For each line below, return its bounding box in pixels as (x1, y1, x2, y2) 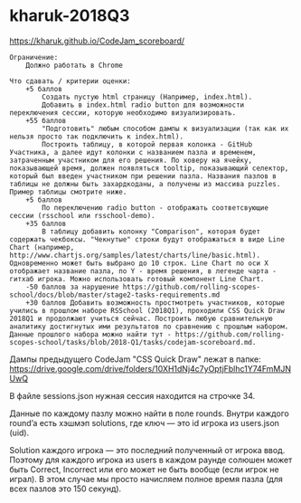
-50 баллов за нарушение (25, 282, 119, 291)
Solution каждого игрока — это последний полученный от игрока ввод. (9, 444, 286, 455)
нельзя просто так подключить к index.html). (9, 132, 183, 141)
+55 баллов (25, 116, 67, 125)
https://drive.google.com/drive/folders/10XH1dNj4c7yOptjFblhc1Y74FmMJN (9, 363, 292, 374)
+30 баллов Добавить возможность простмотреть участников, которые (25, 298, 285, 308)
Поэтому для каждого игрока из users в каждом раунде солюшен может (9, 454, 293, 465)
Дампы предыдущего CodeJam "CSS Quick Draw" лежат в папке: (9, 354, 261, 365)
